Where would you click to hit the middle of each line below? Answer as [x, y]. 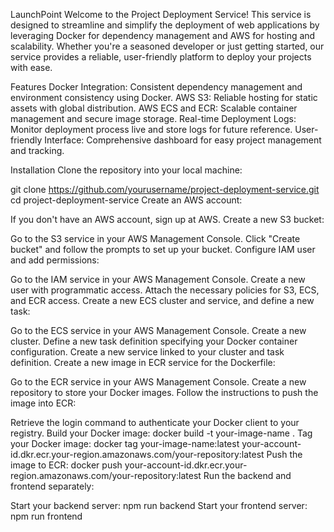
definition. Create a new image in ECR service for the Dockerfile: [143, 362]
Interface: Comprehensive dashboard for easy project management [183, 140]
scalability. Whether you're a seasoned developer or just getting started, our [167, 46]
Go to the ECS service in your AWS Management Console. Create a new [158, 330]
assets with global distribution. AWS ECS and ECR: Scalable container [154, 108]
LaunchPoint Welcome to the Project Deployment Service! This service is [161, 14]
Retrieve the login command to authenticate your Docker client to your [155, 422]
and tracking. [37, 150]
